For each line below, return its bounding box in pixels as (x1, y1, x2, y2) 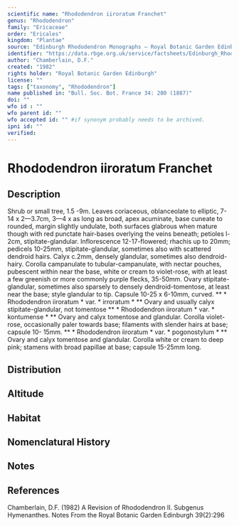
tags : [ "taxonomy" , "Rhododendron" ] (7, 83, 116, 90)
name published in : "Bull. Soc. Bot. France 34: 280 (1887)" (7, 90, 193, 97)
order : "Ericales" (7, 30, 62, 38)
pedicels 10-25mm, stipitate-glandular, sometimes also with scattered (7, 245, 211, 253)
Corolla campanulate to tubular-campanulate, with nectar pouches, (25, 260, 222, 269)
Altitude (7, 388, 44, 400)
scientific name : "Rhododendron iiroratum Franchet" (7, 10, 167, 18)
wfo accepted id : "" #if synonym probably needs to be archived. (7, 116, 205, 123)
